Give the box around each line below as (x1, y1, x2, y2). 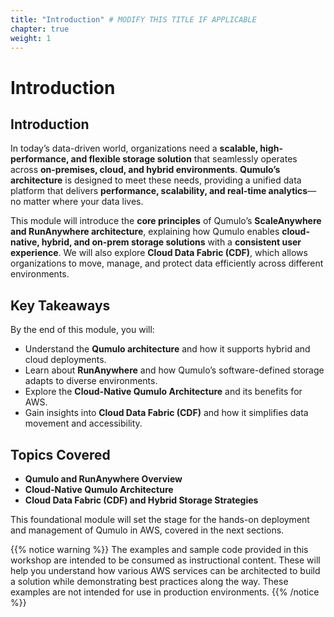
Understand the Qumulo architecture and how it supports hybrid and (24, 343, 311, 355)
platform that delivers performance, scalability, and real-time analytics (10, 185, 308, 197)
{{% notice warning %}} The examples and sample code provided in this (10, 544, 309, 555)
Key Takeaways (10, 297, 111, 314)
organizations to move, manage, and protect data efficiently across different (10, 257, 324, 270)
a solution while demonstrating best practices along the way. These (10, 576, 289, 587)
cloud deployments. (24, 354, 107, 366)
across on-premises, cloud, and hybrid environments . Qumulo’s (10, 164, 281, 176)
